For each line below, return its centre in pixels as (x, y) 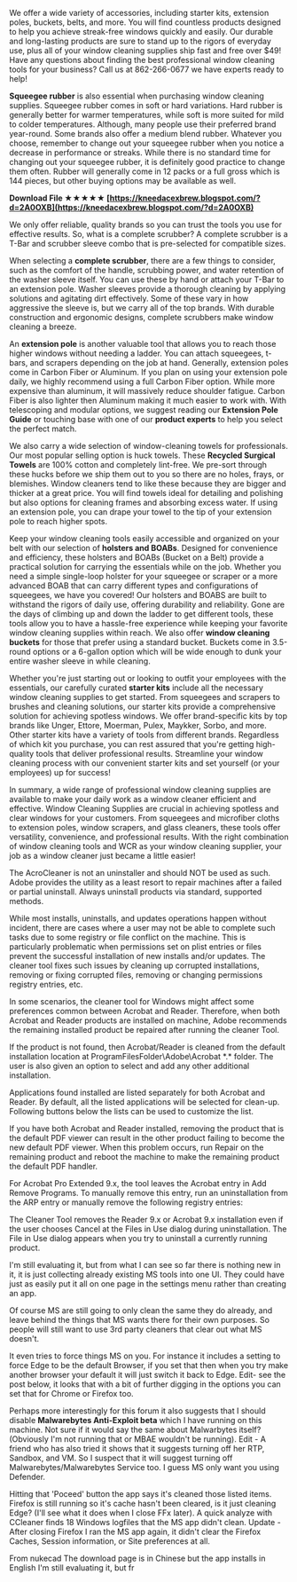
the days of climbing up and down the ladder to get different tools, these (141, 614)
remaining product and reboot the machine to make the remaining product (145, 1157)
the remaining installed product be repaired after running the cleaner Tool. (145, 1030)
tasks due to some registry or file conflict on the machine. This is (128, 937)
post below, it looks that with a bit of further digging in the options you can (145, 1384)
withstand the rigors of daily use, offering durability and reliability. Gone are (147, 604)
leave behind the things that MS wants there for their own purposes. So (140, 1320)
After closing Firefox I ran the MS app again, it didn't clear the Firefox (135, 1531)
